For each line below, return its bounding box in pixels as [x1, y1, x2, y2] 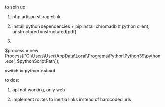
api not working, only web [12, 87, 65, 93]
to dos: [5, 77, 20, 83]
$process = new [5, 48, 39, 53]
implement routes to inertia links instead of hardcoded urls [12, 96, 131, 102]
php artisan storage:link [12, 14, 61, 19]
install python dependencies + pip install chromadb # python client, [12, 23, 150, 29]
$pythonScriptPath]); [17, 58, 60, 64]
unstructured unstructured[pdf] [12, 29, 77, 34]
